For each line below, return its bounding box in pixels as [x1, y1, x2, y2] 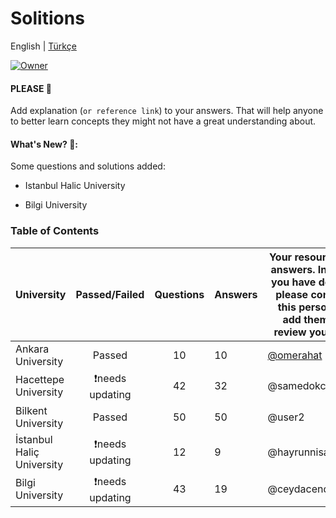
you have [271, 275, 317, 289]
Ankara [15, 342, 50, 356]
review [273, 325, 307, 339]
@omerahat [267, 348, 323, 362]
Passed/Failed [75, 287, 145, 301]
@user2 [267, 410, 305, 424]
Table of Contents [10, 224, 100, 238]
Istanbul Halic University [24, 180, 126, 192]
